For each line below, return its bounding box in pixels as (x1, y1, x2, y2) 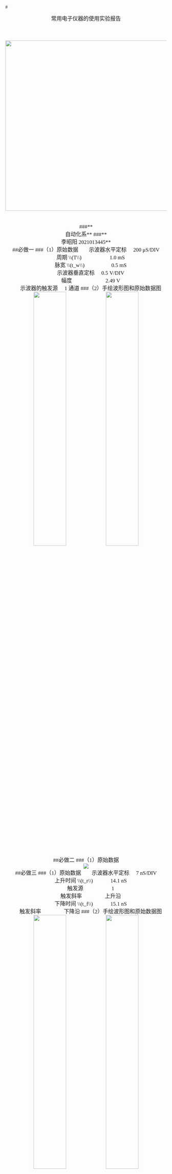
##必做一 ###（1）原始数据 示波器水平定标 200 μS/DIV (12, 246, 160, 253)
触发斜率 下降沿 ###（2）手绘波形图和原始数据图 (19, 908, 162, 915)
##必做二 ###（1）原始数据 (53, 857, 119, 863)
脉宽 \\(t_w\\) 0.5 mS (54, 262, 127, 268)
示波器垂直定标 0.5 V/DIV (57, 269, 124, 276)
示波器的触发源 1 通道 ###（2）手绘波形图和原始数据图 (20, 285, 161, 292)
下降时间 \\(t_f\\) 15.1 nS (54, 900, 127, 907)
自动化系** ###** (64, 231, 107, 238)
